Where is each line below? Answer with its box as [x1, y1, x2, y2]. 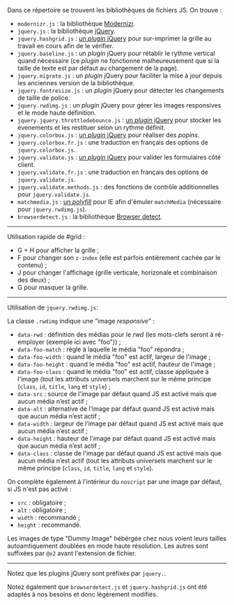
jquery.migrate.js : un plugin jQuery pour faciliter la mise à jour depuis [17, 71, 223, 80]
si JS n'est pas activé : [7, 485, 72, 493]
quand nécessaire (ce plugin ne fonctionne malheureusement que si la [17, 57, 219, 65]
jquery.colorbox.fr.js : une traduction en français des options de [17, 138, 209, 146]
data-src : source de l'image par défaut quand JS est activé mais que [17, 390, 217, 398]
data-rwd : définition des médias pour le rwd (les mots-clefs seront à [17, 330, 214, 338]
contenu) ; [17, 261, 47, 269]
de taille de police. [17, 94, 70, 102]
